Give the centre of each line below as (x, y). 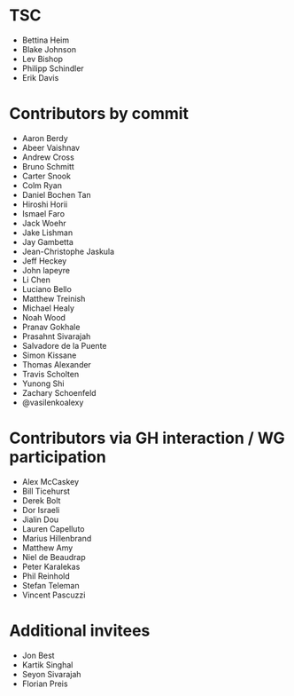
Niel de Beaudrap (54, 557)
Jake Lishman (47, 233)
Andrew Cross (48, 157)
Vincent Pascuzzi (54, 595)
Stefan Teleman (50, 585)
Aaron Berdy (45, 138)
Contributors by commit (99, 114)
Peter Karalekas (51, 566)
